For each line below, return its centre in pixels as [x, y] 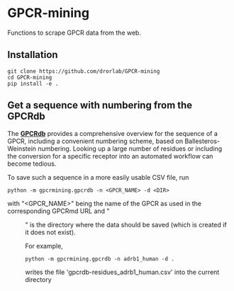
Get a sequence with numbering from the [100, 105]
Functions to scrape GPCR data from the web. [74, 33]
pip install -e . [33, 84]
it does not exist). [50, 232]
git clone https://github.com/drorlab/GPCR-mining [84, 71]
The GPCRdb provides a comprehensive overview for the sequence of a [113, 133]
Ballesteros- [202, 141]
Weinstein [22, 148]
